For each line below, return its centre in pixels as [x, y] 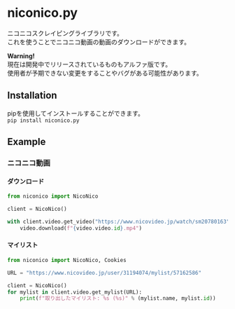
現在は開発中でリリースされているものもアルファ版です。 [90, 64]
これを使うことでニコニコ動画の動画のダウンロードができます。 [99, 42]
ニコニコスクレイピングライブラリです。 [65, 33]
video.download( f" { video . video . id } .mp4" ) [81, 228]
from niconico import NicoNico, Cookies [67, 260]
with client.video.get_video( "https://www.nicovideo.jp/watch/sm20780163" [119, 222]
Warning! [21, 56]
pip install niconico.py [43, 121]
